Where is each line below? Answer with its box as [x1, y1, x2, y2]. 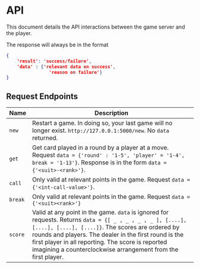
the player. [6, 29, 32, 36]
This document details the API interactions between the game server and [6, 23, 186, 30]
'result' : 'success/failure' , [17, 58, 92, 64]
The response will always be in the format [6, 41, 109, 48]
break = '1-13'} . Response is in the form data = [32, 158, 167, 167]
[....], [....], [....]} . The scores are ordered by [32, 223, 180, 232]
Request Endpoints [6, 91, 79, 101]
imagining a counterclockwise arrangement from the [32, 245, 179, 254]
